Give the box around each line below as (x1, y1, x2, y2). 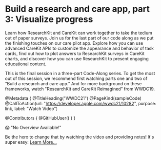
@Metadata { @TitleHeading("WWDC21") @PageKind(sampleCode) (5, 95, 141, 101)
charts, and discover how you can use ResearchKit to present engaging (5, 56, 149, 61)
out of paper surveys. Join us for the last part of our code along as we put (5, 35, 154, 41)
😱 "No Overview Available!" (5, 124, 62, 130)
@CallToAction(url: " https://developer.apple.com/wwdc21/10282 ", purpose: (5, 100, 157, 106)
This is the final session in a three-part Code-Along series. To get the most (5, 70, 155, 76)
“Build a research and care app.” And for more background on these (5, 80, 142, 86)
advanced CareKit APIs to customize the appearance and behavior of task (5, 45, 154, 51)
